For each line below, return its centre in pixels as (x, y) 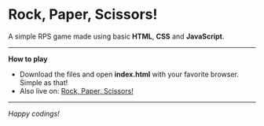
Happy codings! (34, 113)
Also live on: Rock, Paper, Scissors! (76, 91)
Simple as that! (44, 82)
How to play (28, 59)
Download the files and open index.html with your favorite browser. (129, 74)
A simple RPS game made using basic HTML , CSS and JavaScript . (116, 36)
